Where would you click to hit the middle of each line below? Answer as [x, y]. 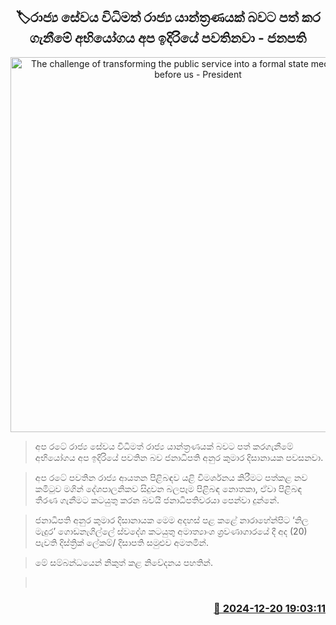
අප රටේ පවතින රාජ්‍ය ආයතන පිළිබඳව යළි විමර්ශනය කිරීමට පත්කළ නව [171, 477]
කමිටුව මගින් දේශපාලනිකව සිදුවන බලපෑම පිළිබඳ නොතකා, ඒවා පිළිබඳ [168, 488]
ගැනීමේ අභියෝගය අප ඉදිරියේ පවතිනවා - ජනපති [168, 38]
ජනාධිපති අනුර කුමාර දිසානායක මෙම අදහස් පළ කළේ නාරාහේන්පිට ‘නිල [171, 520]
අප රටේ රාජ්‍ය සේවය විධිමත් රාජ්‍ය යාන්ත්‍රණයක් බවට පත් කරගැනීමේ [164, 446]
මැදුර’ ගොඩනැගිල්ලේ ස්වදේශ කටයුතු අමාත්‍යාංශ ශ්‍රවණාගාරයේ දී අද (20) [171, 531]
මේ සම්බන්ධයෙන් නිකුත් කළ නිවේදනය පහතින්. [123, 562]
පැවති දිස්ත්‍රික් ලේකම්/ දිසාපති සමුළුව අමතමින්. [121, 542]
